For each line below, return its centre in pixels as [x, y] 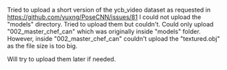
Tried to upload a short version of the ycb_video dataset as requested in [109, 10]
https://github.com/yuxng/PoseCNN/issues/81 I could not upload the [104, 17]
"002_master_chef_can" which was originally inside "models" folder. [104, 31]
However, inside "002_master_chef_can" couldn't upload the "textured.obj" [113, 39]
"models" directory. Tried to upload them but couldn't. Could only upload [110, 24]
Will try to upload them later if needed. [62, 59]
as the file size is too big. [42, 46]
